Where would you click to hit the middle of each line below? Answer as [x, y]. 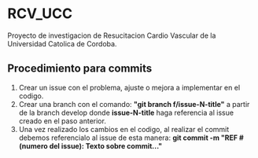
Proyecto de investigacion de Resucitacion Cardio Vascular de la [112, 35]
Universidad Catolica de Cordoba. [62, 43]
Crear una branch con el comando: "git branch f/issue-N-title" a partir [134, 104]
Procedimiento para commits [80, 69]
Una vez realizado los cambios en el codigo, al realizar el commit [124, 129]
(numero [33, 145]
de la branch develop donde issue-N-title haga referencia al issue [126, 112]
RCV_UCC [40, 14]
